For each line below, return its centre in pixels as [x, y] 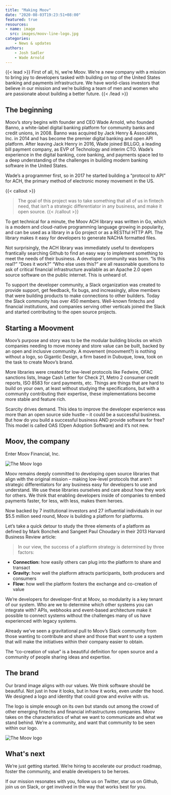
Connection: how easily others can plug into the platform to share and [87, 562]
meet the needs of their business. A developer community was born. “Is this [85, 259]
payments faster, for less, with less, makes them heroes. [65, 501]
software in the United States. [36, 166]
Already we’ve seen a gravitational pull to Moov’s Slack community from [81, 631]
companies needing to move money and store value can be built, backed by [85, 346]
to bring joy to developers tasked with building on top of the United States [83, 78]
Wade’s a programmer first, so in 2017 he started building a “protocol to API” [86, 176]
